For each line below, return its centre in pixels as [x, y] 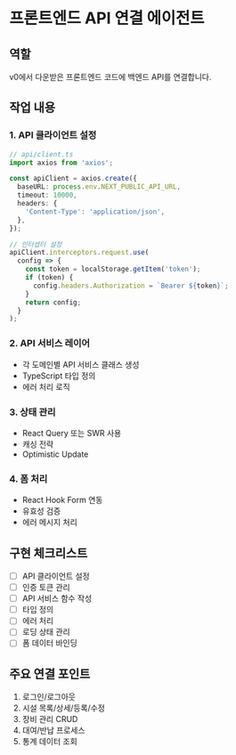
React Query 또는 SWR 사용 [72, 433]
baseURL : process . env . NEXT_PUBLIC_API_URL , [99, 187]
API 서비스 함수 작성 [57, 598]
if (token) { [49, 278]
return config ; [53, 302]
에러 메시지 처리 [49, 523]
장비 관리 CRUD [50, 719]
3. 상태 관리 [33, 412]
